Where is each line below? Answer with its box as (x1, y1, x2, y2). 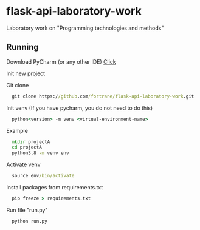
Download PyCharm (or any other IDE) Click (6, 58, 117, 65)
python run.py (12, 218, 47, 224)
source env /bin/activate (12, 173, 75, 179)
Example (6, 127, 29, 134)
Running (6, 42, 40, 52)
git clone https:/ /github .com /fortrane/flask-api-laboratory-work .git (12, 93, 195, 100)
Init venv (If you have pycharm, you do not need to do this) (6, 104, 153, 112)
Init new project (6, 70, 46, 77)
